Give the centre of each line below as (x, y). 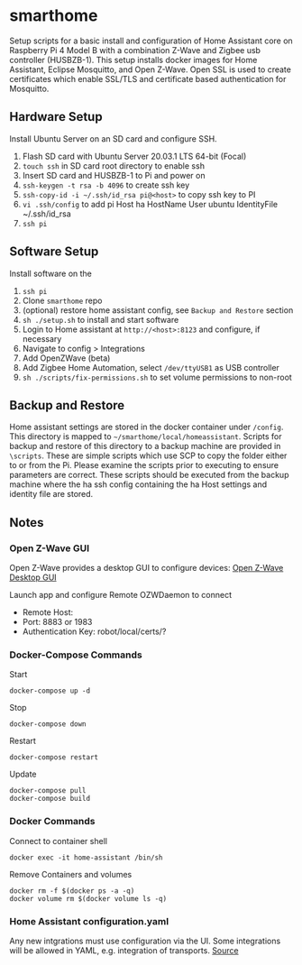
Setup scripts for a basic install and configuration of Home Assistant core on (151, 41)
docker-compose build (50, 799)
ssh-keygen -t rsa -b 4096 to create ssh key (106, 185)
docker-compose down (48, 724)
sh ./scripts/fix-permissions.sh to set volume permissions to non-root (157, 377)
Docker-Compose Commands (76, 655)
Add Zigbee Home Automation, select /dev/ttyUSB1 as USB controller (151, 367)
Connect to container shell (59, 841)
